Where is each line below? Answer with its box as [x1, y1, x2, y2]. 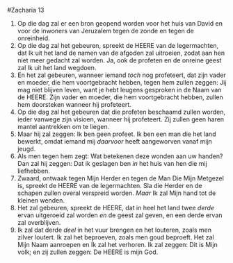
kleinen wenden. [17, 196, 65, 204]
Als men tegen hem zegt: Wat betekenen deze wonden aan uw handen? [17, 152, 223, 160]
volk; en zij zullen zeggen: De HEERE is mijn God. [17, 248, 159, 256]
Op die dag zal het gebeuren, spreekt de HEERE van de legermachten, [17, 42, 219, 49]
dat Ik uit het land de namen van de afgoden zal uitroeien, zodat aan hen [17, 49, 225, 57]
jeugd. [17, 145, 36, 153]
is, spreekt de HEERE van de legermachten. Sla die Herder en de [17, 182, 202, 189]
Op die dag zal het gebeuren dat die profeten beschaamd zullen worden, [17, 108, 226, 116]
